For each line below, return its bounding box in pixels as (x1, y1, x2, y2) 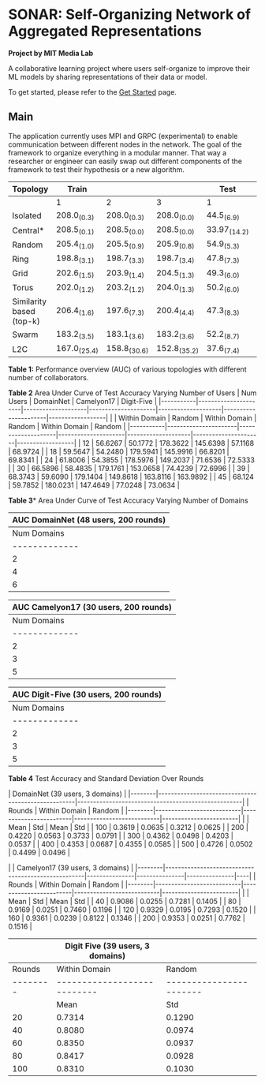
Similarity (12, 296, 47, 307)
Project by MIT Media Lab (8, 48, 94, 58)
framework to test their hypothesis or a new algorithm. (8, 164, 185, 174)
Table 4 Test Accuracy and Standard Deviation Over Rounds (8, 774, 204, 783)
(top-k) (12, 316, 41, 327)
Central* (12, 225, 45, 236)
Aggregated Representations (8, 22, 203, 40)
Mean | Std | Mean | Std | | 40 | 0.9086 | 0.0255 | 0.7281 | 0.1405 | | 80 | (8, 897, 241, 906)
